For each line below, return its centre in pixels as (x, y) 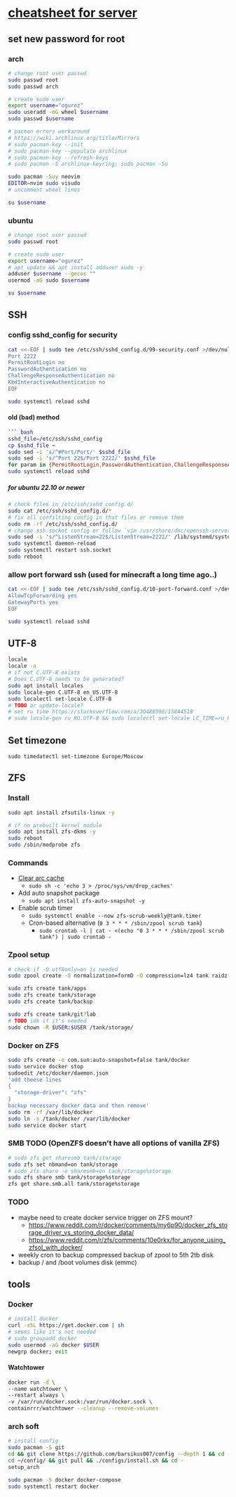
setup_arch (24, 1467)
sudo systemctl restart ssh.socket (60, 550)
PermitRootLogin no (36, 363)
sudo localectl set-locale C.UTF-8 (60, 699)
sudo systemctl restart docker (54, 1486)
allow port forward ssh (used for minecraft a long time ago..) (113, 574)
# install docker (33, 1319)
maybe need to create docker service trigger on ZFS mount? (105, 1217)
